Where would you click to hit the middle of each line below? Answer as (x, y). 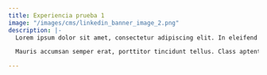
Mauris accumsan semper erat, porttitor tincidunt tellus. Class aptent (138, 52)
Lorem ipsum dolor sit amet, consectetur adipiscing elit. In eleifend (137, 37)
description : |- (35, 30)
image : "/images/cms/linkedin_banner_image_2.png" (94, 23)
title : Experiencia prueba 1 (56, 15)
